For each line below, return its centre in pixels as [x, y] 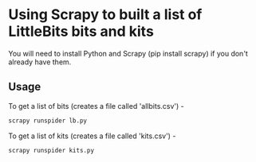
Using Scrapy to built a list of [105, 15]
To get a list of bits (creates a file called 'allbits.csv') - [96, 106]
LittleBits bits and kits [81, 31]
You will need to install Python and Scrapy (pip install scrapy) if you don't [128, 53]
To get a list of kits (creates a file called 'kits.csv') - [92, 136]
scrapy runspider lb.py [48, 121]
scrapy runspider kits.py [51, 150]
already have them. [40, 62]
